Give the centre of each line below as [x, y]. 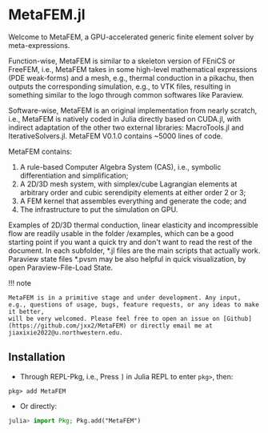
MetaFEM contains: [40, 151]
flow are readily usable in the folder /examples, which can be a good [121, 233]
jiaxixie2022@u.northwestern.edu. [66, 333]
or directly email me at [172, 326]
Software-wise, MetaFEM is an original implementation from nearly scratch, [133, 110]
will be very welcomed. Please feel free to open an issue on [114, 319]
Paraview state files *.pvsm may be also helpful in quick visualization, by [127, 259]
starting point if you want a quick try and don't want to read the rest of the [130, 242]
